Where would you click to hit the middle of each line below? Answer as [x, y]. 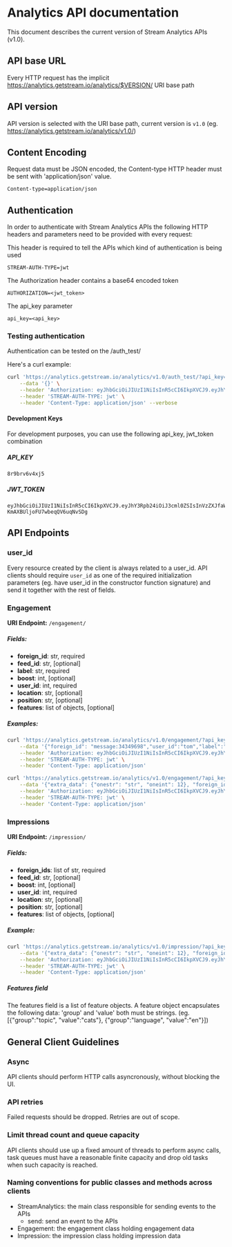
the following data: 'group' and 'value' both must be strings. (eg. [98, 1013]
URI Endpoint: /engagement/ [47, 622]
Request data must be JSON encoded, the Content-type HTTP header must [115, 169]
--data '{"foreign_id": [54, 746]
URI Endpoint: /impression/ [47, 837]
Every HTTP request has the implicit [58, 77]
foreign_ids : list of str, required [61, 870]
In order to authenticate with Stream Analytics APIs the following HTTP [108, 227]
